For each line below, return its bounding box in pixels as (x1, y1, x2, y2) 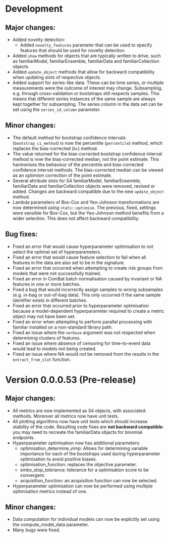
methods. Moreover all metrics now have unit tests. (12, 413, 120, 419)
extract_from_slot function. (12, 356, 71, 362)
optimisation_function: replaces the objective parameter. (20, 461, 137, 467)
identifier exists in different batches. (12, 297, 88, 303)
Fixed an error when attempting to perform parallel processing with (12, 318, 152, 324)
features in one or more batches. (12, 281, 81, 287)
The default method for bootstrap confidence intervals (12, 135, 126, 141)
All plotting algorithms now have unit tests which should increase (12, 418, 148, 424)
